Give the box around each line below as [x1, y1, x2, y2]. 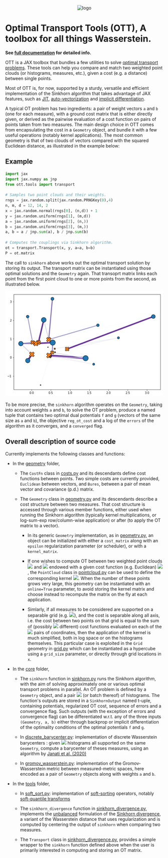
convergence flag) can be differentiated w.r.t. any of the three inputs [20, 713, 161, 720]
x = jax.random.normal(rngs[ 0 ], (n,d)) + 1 [5, 208, 98, 213]
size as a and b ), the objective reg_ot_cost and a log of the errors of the [5, 417, 154, 423]
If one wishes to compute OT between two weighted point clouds [27, 558, 162, 564]
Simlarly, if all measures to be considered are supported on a [27, 606, 153, 612]
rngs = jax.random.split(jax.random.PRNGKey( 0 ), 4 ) [5, 198, 113, 203]
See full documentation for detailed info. [5, 50, 91, 56]
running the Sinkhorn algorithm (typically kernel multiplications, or [20, 512, 156, 518]
